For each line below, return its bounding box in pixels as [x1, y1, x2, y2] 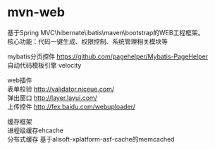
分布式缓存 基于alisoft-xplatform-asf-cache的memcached [7, 135, 175, 143]
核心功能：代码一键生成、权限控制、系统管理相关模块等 [7, 37, 168, 46]
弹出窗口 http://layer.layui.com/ [7, 93, 97, 102]
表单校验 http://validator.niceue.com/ [7, 85, 115, 93]
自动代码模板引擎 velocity [7, 61, 82, 69]
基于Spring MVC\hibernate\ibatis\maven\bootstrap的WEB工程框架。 [7, 28, 204, 37]
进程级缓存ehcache [7, 126, 63, 135]
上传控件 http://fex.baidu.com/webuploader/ [7, 102, 136, 111]
